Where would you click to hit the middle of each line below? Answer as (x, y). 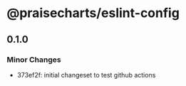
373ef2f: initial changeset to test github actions (86, 75)
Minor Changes (34, 60)
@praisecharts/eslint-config (93, 13)
